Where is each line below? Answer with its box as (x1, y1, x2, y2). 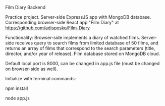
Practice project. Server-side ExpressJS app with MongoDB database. (5, 14, 151, 20)
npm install (5, 85, 28, 91)
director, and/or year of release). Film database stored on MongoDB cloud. (5, 50, 160, 57)
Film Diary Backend (5, 5, 46, 10)
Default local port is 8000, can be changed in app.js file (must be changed (5, 61, 160, 66)
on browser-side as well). (5, 66, 58, 72)
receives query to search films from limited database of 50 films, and (15, 40, 158, 46)
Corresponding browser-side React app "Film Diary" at (5, 20, 119, 25)
